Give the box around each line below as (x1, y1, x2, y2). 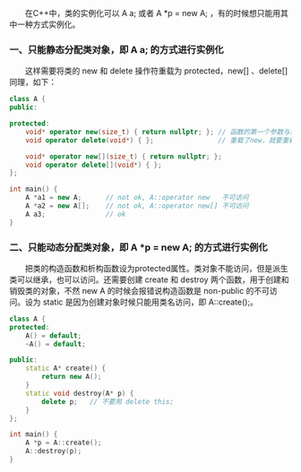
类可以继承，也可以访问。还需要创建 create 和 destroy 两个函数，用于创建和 (9, 274, 289, 285)
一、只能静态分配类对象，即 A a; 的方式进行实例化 (9, 43, 224, 56)
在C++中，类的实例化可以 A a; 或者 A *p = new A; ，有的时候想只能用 (25, 8, 280, 18)
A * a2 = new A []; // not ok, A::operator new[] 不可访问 (25, 202, 249, 210)
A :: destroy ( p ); (25, 447, 82, 456)
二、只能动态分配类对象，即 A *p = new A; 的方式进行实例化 (9, 241, 269, 253)
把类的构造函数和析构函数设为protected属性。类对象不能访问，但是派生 (25, 262, 288, 273)
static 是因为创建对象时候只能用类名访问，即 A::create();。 (42, 296, 258, 307)
